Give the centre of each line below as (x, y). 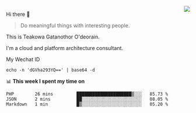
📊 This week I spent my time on (45, 81)
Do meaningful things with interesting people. (75, 25)
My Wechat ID (23, 59)
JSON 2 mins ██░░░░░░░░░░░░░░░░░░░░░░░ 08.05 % (87, 99)
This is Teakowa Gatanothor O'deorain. (53, 37)
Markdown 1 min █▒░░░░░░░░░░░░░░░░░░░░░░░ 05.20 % (87, 104)
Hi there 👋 (18, 14)
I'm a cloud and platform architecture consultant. (65, 48)
